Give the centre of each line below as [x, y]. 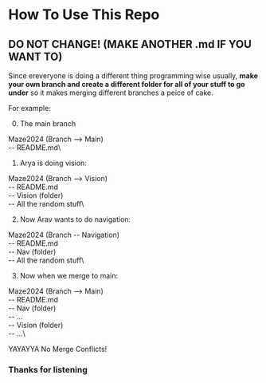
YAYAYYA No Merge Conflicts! [58, 349]
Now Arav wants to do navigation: [75, 219]
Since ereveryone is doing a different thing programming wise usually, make [133, 76]
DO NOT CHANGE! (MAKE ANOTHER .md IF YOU [130, 44]
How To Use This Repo [84, 15]
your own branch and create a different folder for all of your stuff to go [127, 84]
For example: [30, 108]
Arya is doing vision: [53, 163]
